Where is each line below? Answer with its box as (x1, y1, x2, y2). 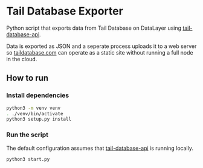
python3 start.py (6, 156, 50, 162)
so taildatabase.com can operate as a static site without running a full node (6, 49, 193, 56)
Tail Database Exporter (6, 4, 124, 18)
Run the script (6, 130, 49, 139)
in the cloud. (6, 55, 37, 62)
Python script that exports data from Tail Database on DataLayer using (6, 24, 182, 32)
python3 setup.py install (6, 116, 71, 123)
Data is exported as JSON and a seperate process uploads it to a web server (6, 42, 197, 50)
